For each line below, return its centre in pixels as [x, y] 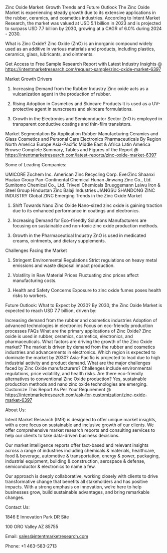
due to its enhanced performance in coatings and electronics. [76, 211]
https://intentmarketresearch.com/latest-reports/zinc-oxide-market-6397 [81, 155]
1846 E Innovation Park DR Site [37, 517]
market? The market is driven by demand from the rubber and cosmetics [80, 347]
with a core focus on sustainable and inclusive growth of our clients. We [79, 425]
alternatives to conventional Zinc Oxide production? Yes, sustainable [76, 379]
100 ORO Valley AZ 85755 [32, 526]
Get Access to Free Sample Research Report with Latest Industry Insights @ [83, 64]
